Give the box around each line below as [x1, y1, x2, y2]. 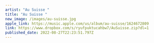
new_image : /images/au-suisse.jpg [5, 16, 77, 21]
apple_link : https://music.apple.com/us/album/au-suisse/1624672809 [5, 21, 149, 26]
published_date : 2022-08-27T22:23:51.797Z [5, 30, 94, 35]
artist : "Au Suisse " [5, 7, 50, 12]
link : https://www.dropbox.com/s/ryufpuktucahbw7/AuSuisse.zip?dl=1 [5, 26, 149, 31]
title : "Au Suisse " [5, 12, 48, 17]
